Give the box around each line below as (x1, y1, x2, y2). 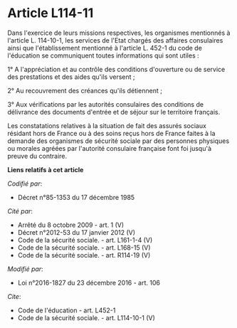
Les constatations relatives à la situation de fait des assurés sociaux (7, 121, 206, 129)
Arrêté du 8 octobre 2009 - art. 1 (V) (17, 221, 125, 229)
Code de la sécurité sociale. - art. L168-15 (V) (17, 243, 151, 252)
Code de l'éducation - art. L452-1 (17, 306, 116, 314)
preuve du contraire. (7, 152, 68, 160)
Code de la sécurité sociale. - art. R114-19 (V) (17, 250, 151, 259)
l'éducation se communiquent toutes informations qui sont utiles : (7, 51, 199, 60)
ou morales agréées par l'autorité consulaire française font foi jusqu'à (7, 144, 212, 152)
